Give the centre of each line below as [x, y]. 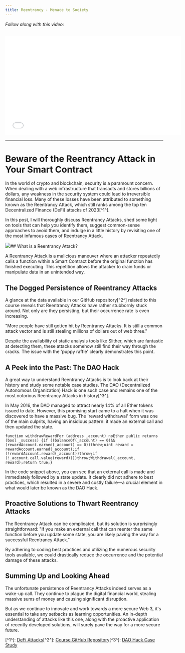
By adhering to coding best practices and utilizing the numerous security [80, 549]
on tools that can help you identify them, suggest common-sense [73, 225]
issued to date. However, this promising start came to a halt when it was [79, 411]
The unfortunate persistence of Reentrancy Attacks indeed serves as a [78, 588]
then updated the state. [29, 427]
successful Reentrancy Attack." [38, 540]
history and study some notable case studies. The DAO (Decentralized [78, 385]
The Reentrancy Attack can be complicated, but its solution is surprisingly [81, 524]
